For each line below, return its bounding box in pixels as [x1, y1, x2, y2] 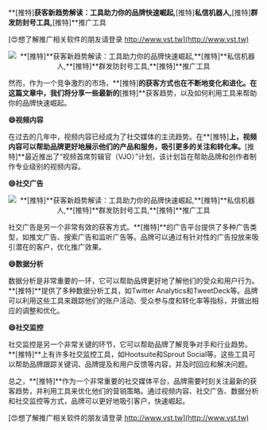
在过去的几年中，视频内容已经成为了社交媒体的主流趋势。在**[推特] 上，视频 [8, 132, 257, 141]
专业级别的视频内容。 [14, 162, 85, 171]
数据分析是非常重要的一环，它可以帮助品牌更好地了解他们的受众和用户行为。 [8, 276, 259, 285]
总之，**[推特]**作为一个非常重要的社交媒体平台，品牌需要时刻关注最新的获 [8, 377, 257, 385]
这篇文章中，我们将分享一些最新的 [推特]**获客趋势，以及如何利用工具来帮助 [8, 88, 257, 98]
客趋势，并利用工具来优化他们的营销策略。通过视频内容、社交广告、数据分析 [8, 386, 259, 396]
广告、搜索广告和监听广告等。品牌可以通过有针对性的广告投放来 [42, 232, 252, 242]
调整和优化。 [21, 306, 64, 315]
